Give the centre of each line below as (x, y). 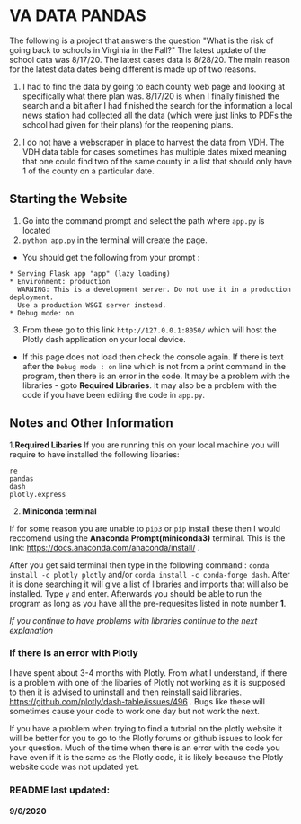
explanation (31, 630)
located (36, 230)
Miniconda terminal (59, 511)
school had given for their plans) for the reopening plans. (128, 124)
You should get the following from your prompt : (111, 257)
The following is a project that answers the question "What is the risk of (142, 40)
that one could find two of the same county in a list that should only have (157, 161)
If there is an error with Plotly (74, 653)
